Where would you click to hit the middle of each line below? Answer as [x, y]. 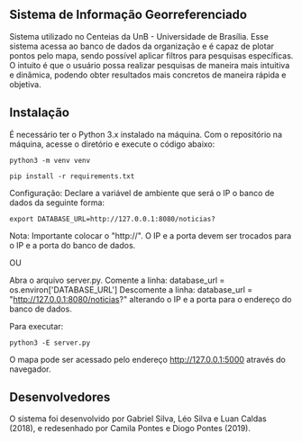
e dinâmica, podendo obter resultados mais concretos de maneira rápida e [148, 75]
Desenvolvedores [60, 397]
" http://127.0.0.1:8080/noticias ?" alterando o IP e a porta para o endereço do [151, 299]
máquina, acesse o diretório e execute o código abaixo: [112, 144]
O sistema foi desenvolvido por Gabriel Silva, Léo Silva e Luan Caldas [138, 419]
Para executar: [37, 326]
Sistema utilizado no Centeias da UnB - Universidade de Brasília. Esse [139, 36]
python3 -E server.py [50, 343]
